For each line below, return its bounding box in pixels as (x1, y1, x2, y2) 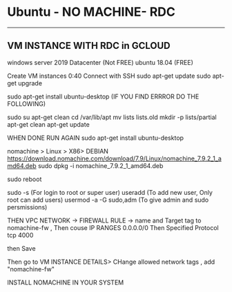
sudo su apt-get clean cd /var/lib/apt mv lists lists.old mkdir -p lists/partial (7, 113, 217, 121)
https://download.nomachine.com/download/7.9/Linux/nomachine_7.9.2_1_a (7, 154, 222, 163)
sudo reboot (7, 175, 42, 183)
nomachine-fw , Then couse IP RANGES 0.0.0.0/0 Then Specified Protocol (7, 223, 219, 231)
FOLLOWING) (7, 99, 46, 107)
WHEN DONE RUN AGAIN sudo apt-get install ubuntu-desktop (7, 134, 184, 142)
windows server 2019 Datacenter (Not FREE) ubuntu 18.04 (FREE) (7, 58, 193, 66)
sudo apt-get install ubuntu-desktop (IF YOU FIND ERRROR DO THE (7, 92, 200, 101)
